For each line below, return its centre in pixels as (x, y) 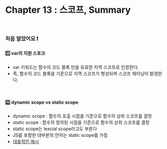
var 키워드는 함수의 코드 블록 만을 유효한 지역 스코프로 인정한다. (76, 67)
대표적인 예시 (26, 142)
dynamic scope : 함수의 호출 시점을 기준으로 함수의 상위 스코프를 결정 (82, 116)
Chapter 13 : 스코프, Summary (68, 10)
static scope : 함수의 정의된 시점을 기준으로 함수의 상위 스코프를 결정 (81, 122)
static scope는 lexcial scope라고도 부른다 (55, 129)
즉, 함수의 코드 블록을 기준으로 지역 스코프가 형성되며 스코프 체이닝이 (80, 73)
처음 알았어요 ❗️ (22, 38)
